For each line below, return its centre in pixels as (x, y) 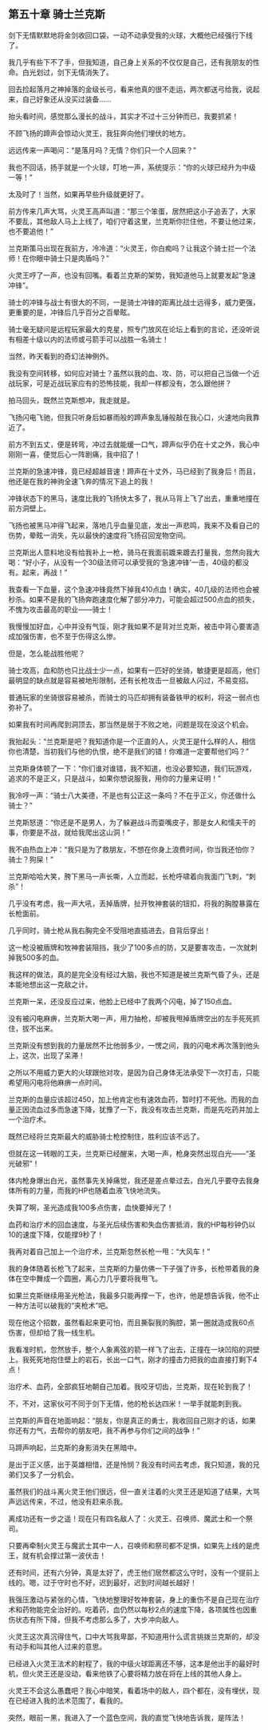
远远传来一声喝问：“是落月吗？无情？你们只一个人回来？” (102, 150)
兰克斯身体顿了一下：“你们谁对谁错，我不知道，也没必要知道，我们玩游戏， (132, 768)
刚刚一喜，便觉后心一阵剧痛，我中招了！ (75, 454)
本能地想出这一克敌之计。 (50, 984)
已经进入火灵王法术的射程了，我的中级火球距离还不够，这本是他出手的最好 (130, 1664)
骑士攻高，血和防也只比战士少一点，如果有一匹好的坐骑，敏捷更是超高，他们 (134, 670)
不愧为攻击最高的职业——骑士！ (61, 609)
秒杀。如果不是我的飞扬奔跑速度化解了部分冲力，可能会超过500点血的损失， (134, 599)
